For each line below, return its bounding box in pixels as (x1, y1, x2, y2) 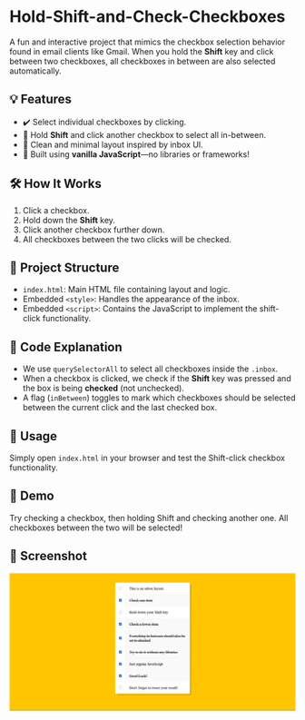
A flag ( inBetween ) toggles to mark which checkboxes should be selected (22, 392, 296, 403)
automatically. (9, 65, 62, 76)
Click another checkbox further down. (22, 224, 165, 235)
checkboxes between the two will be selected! (9, 522, 183, 533)
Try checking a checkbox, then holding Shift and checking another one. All (9, 512, 289, 523)
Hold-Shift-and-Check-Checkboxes (9, 6, 286, 27)
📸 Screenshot (9, 548, 88, 564)
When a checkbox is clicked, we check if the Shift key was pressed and (22, 373, 292, 384)
